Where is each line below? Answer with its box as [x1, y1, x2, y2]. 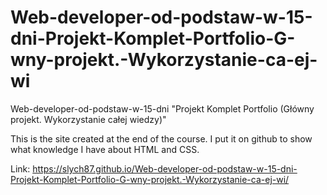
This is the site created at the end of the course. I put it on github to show [10, 132, 313, 145]
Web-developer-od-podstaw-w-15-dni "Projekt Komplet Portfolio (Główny [10, 102, 315, 115]
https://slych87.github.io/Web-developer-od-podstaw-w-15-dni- [32, 162, 298, 175]
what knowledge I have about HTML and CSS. [10, 143, 200, 155]
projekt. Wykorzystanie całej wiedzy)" [10, 113, 167, 125]
